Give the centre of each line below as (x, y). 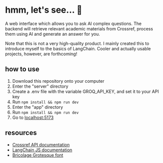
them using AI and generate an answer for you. (53, 34)
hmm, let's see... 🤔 (44, 10)
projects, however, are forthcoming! (41, 54)
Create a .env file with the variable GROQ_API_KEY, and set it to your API (85, 91)
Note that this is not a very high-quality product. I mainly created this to (77, 43)
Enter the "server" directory (40, 86)
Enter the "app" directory (38, 107)
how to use (22, 69)
